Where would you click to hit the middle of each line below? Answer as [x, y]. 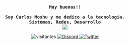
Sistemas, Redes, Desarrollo [65, 22]
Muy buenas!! [65, 7]
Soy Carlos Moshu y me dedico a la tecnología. [65, 17]
